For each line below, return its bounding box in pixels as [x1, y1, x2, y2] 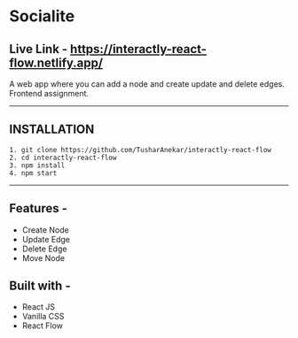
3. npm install [9, 161, 66, 170]
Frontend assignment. [9, 88, 90, 98]
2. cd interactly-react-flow [9, 153, 117, 162]
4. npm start [9, 168, 58, 178]
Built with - [9, 279, 71, 294]
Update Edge [21, 234, 71, 244]
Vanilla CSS [21, 311, 65, 322]
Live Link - [9, 42, 68, 57]
